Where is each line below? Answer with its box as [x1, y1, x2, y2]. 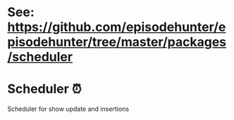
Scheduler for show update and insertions [7, 105, 129, 113]
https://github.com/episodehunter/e [7, 19, 226, 35]
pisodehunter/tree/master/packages [7, 34, 227, 50]
